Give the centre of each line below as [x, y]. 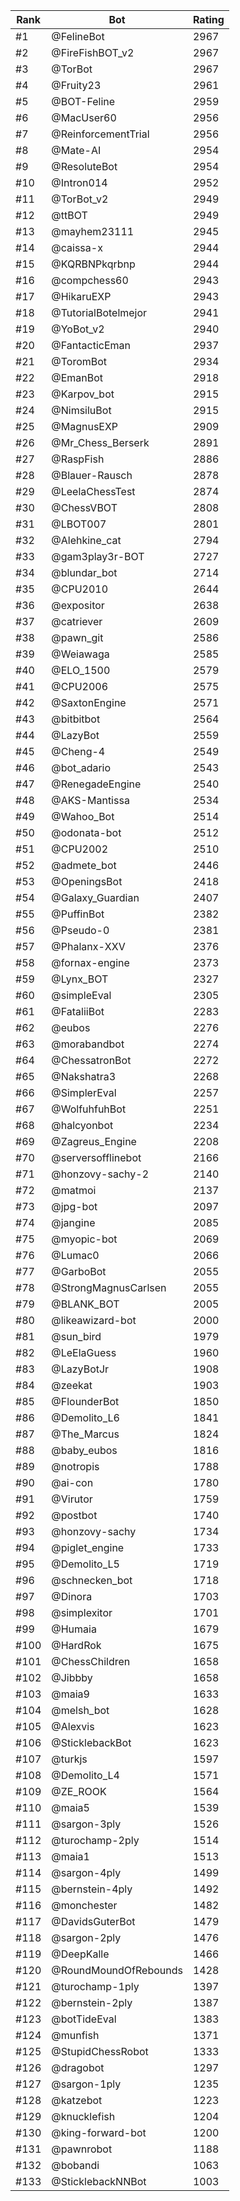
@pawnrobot [82, 2149]
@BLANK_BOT [85, 1304]
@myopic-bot [84, 1239]
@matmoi [74, 1190]
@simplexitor [82, 1612]
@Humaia [74, 1629]
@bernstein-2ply [92, 2002]
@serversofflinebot [96, 1157]
